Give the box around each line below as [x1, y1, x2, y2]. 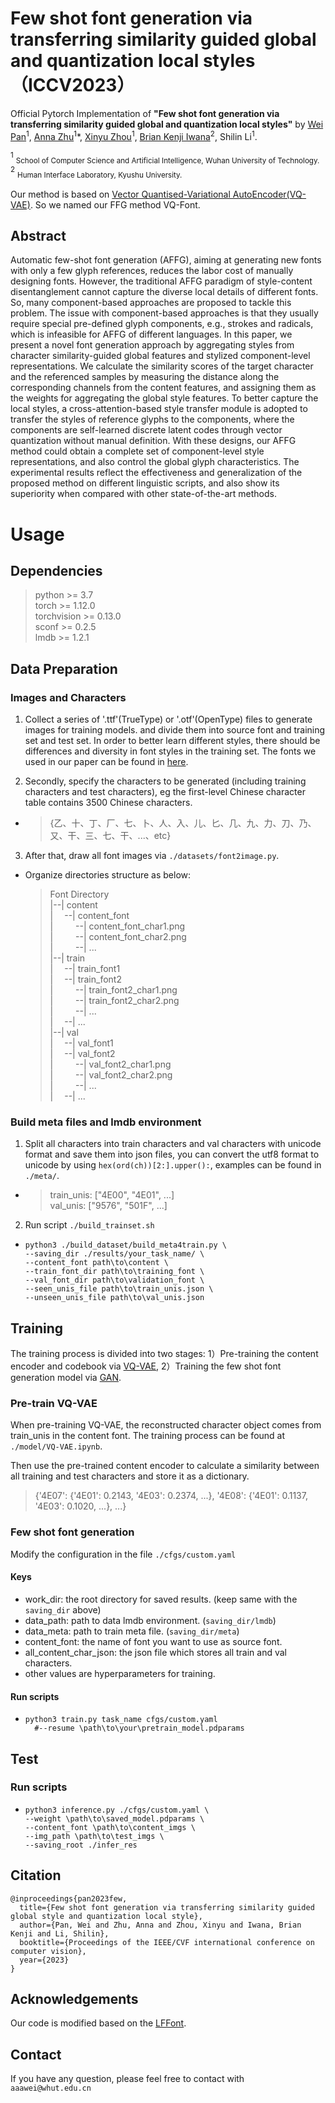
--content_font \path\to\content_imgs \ [24, 1822, 196, 1832]
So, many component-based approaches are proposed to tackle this [10, 297, 292, 309]
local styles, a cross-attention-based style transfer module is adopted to [10, 403, 308, 415]
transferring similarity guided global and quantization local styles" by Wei [10, 118, 324, 130]
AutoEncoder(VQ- [232, 188, 307, 200]
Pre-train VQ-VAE [10, 1397, 98, 1411]
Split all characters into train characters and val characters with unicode [24, 1138, 322, 1150]
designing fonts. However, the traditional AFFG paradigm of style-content [10, 275, 313, 287]
